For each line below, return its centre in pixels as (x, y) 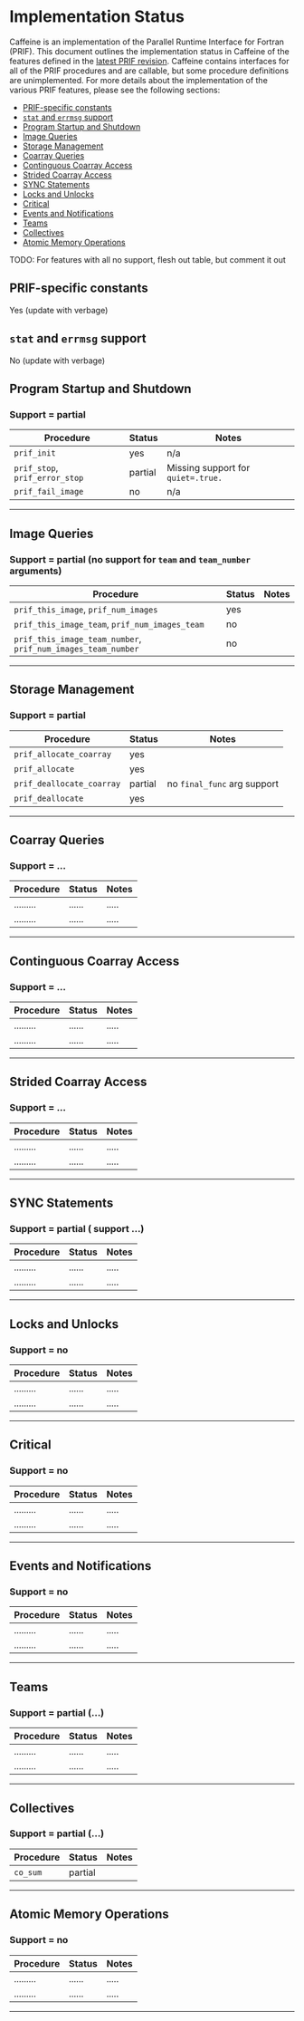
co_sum (28, 1872)
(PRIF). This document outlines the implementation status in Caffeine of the (149, 51)
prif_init (35, 453)
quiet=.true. (195, 478)
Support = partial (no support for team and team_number (130, 559)
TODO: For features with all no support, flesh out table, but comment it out (148, 259)
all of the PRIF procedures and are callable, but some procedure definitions (149, 71)
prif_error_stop (49, 478)
